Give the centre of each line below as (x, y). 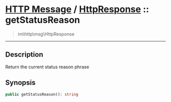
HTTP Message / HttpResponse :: (77, 9)
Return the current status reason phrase (47, 67)
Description (24, 55)
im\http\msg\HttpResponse (46, 34)
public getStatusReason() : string (42, 94)
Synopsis (20, 83)
